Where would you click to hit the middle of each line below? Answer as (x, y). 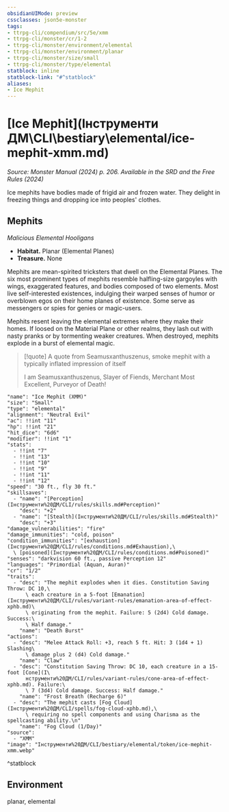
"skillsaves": (27, 493)
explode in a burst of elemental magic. (61, 343)
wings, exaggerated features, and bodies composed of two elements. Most (113, 286)
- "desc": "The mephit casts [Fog (62, 702)
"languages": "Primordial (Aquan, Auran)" (68, 565)
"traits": (21, 576)
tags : (15, 26)
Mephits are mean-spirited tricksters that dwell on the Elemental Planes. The (115, 271)
